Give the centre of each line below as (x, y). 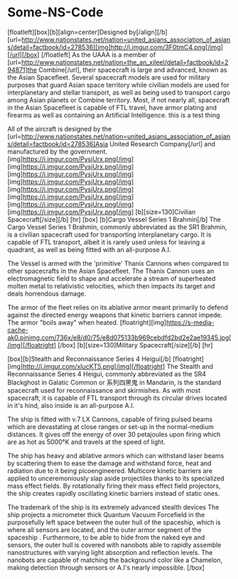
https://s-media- (190, 322)
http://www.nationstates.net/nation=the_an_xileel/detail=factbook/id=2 (125, 62)
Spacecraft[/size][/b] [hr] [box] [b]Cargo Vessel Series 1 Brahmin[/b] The (114, 219)
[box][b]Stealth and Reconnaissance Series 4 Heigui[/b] (90, 359)
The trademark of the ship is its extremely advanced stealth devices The (113, 507)
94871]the (22, 70)
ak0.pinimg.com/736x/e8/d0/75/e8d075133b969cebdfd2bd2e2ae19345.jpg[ (119, 337)
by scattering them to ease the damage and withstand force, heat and (109, 463)
